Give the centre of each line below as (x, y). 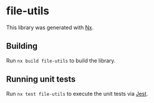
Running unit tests (41, 79)
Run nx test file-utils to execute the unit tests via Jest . (77, 93)
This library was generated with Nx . (50, 27)
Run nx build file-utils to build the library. (61, 60)
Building (22, 46)
